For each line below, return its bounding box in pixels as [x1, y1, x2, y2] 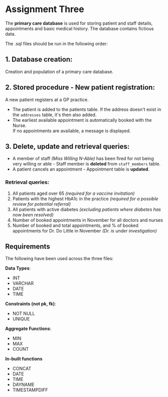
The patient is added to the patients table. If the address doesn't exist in [12, 106, 161, 112]
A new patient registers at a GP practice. [5, 97, 89, 103]
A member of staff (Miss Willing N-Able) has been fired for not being [12, 155, 154, 162]
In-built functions [5, 356, 43, 362]
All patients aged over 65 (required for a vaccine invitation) [12, 190, 135, 196]
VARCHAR [12, 280, 34, 286]
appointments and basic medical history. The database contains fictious [5, 25, 154, 31]
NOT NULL [12, 310, 35, 316]
